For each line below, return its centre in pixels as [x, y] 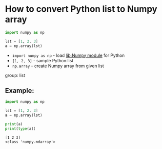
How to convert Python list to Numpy [81, 9]
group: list [15, 75]
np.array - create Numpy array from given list [58, 66]
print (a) [14, 124]
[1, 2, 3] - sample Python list [43, 60]
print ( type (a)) [20, 128]
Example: [20, 90]
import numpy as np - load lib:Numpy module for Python [68, 55]
